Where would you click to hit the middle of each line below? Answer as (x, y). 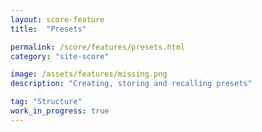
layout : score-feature (57, 19)
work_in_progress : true (60, 111)
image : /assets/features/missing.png (89, 74)
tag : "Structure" (46, 102)
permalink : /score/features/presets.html (98, 47)
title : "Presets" (48, 29)
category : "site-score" (60, 56)
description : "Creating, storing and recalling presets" (131, 84)
